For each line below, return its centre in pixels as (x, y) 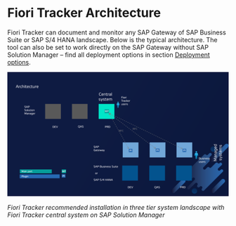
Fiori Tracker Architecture (84, 13)
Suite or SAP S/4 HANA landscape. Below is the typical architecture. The (112, 39)
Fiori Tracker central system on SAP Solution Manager (86, 215)
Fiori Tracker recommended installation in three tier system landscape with (116, 208)
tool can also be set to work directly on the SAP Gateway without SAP (108, 47)
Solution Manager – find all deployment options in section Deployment (109, 55)
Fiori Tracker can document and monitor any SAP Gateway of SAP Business (117, 32)
